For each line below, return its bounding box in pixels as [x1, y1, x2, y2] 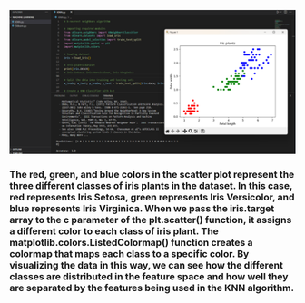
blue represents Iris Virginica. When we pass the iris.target [9, 201, 275, 214]
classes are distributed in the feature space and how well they [9, 269, 289, 282]
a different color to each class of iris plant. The [9, 224, 220, 237]
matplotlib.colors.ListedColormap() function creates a [9, 236, 253, 249]
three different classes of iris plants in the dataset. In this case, [9, 179, 293, 191]
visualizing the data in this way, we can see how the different [9, 259, 284, 271]
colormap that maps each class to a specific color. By [9, 247, 250, 259]
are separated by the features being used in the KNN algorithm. [9, 281, 295, 294]
